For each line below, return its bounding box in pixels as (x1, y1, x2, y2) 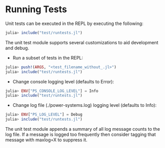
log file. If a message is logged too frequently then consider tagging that (5, 131, 156, 138)
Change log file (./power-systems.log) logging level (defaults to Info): (12, 102, 157, 108)
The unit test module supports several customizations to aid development (5, 39, 158, 45)
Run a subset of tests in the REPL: (12, 54, 84, 61)
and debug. (5, 45, 29, 51)
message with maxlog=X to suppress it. (5, 137, 88, 143)
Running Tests (5, 4, 67, 15)
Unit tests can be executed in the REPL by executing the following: (5, 20, 144, 26)
